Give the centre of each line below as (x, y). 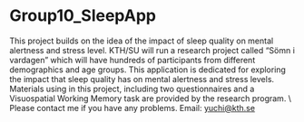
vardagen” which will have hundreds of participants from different (132, 60)
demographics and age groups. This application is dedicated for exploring (147, 70)
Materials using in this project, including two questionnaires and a (132, 89)
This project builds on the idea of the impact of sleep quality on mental (142, 41)
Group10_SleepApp (83, 16)
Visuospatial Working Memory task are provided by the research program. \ (151, 98)
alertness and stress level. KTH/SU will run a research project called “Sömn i (152, 50)
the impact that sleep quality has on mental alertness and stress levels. (142, 79)
